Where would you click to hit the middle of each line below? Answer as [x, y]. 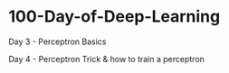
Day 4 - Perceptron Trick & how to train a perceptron [107, 59]
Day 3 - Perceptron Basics [57, 41]
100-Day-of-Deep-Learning [114, 17]
